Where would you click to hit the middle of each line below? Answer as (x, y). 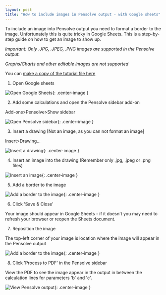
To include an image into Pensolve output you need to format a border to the (83, 28)
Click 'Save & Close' (33, 204)
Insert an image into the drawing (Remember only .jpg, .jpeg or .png (82, 160)
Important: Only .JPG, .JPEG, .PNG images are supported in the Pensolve (80, 49)
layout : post (19, 10)
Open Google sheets (33, 83)
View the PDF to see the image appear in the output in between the (74, 272)
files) (18, 165)
